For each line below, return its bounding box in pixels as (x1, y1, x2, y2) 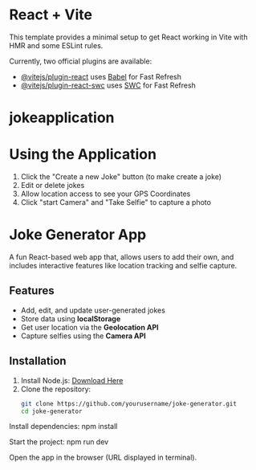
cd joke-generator (20, 407, 83, 415)
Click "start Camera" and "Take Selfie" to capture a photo (20, 198, 212, 207)
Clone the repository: (20, 384, 91, 394)
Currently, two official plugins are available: (9, 56, 152, 66)
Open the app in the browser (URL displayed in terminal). (9, 452, 197, 463)
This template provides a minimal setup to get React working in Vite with (9, 32, 248, 42)
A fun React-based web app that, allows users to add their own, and (9, 252, 234, 262)
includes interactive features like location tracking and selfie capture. (9, 261, 238, 270)
